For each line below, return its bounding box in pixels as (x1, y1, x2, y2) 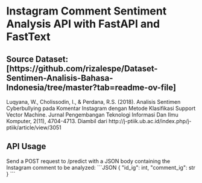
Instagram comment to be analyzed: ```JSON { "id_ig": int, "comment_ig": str (6, 164, 196, 171)
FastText (6, 30, 51, 43)
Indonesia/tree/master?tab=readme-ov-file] (6, 82, 177, 92)
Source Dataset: (6, 54, 68, 64)
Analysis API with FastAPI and (6, 17, 160, 31)
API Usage (6, 141, 46, 152)
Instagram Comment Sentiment (6, 4, 167, 18)
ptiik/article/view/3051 (6, 124, 62, 131)
